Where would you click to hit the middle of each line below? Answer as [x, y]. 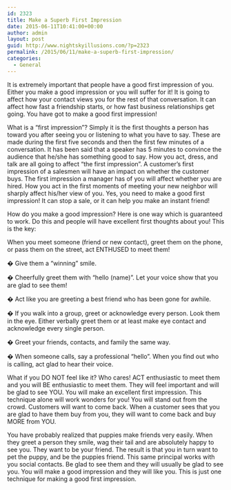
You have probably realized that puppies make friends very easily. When [110, 435]
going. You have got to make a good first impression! [82, 114]
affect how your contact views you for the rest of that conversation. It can [112, 99]
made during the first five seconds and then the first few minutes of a [106, 141]
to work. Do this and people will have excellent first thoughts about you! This [116, 221]
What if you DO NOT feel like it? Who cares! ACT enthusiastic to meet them [114, 378]
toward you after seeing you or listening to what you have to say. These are [114, 135]
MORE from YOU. [32, 421]
